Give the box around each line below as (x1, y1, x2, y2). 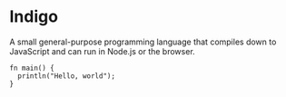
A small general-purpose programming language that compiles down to (9, 36, 277, 47)
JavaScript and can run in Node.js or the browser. (9, 45, 195, 56)
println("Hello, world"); (17, 71, 116, 81)
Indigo (9, 6, 59, 27)
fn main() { (9, 63, 54, 73)
